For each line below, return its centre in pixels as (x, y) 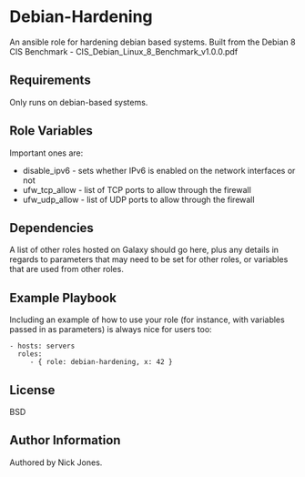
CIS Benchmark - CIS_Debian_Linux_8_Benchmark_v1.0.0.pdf (124, 51)
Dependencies (51, 228)
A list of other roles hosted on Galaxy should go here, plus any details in (144, 250)
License (32, 390)
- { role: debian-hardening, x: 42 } (101, 362)
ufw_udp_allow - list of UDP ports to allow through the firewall (138, 199)
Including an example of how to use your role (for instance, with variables (147, 320)
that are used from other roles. (67, 269)
